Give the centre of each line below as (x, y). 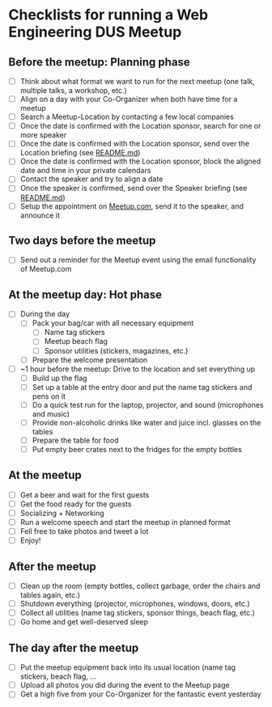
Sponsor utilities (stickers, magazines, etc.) (116, 350)
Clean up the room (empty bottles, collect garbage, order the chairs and (140, 586)
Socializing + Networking (62, 513)
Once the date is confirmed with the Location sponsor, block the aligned (140, 161)
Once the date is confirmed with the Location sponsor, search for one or (140, 126)
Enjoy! (30, 540)
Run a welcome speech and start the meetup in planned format (125, 523)
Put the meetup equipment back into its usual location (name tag (128, 667)
